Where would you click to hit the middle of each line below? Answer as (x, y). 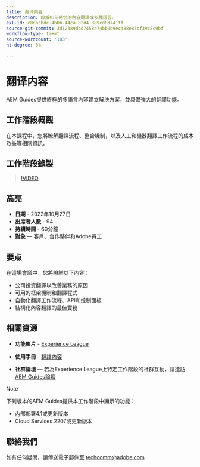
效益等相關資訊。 (27, 143)
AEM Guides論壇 (35, 376)
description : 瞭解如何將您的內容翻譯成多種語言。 (61, 17)
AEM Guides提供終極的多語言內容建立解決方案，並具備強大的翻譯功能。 (94, 99)
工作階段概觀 (30, 120)
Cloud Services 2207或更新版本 (54, 421)
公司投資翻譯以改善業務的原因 (51, 285)
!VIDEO (29, 178)
